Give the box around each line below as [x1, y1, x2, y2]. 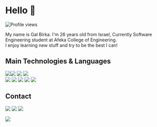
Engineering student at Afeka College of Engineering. [5, 37, 117, 43]
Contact [5, 92, 32, 101]
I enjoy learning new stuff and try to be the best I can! [5, 42, 118, 48]
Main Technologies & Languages [5, 57, 111, 66]
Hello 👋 [5, 5, 36, 16]
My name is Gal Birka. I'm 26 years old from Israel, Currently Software [5, 31, 152, 37]
